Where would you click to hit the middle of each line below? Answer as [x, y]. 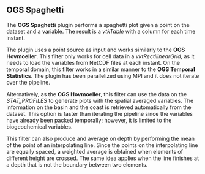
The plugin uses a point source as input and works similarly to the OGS [96, 50]
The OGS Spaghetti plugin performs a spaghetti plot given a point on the [98, 25]
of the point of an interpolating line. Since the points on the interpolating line [102, 145]
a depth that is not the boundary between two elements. [77, 164]
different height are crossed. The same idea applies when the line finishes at [103, 158]
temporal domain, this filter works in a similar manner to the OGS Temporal [101, 69]
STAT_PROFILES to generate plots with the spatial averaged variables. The [100, 100]
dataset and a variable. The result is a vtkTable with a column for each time [101, 31]
